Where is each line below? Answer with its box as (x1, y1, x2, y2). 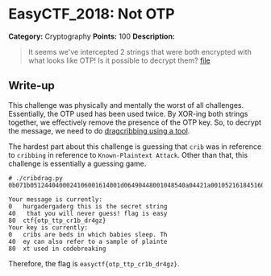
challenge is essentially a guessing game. (8, 159, 147, 168)
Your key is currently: (8, 223, 89, 232)
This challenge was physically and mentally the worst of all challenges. (8, 100, 244, 109)
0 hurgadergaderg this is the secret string (8, 202, 168, 210)
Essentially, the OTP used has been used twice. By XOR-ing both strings (8, 109, 248, 118)
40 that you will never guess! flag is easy (8, 209, 168, 217)
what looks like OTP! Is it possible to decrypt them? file (27, 56, 211, 65)
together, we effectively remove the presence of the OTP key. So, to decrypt (8, 117, 262, 127)
